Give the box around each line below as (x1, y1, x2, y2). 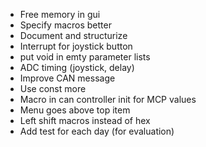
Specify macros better (19, 19, 112, 31)
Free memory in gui (19, 9, 101, 20)
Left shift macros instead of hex (19, 115, 151, 126)
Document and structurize (19, 30, 128, 41)
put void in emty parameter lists (19, 51, 151, 63)
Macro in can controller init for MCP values (19, 94, 197, 105)
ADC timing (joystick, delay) (19, 62, 135, 73)
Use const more (19, 83, 87, 94)
